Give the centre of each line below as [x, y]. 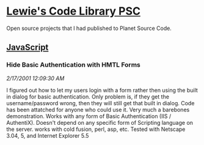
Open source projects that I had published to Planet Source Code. [89, 28]
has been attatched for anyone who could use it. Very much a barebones [98, 110]
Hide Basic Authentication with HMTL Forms [73, 65]
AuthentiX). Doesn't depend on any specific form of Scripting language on [100, 122]
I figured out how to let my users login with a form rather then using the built [102, 90]
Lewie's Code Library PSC [73, 11]
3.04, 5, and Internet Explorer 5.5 [48, 135]
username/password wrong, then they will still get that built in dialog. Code [100, 103]
